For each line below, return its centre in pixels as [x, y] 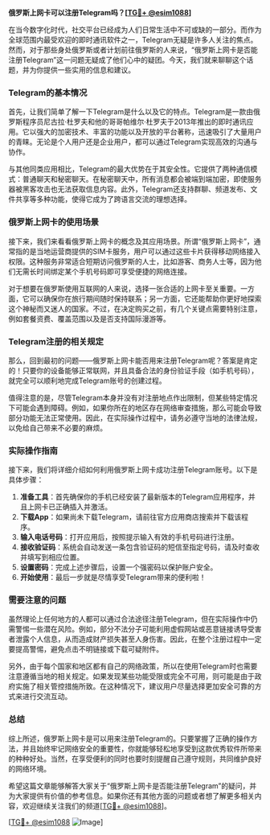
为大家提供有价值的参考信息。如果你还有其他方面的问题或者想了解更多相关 [131, 796]
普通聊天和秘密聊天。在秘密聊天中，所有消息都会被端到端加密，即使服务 [142, 179]
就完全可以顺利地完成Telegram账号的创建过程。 [87, 380]
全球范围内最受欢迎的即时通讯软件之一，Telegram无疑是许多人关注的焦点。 [133, 40]
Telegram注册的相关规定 [56, 341]
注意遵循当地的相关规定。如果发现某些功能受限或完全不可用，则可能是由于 [131, 677]
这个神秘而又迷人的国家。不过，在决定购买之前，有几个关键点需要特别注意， [135, 308]
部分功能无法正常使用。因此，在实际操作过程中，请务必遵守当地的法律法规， [135, 417]
